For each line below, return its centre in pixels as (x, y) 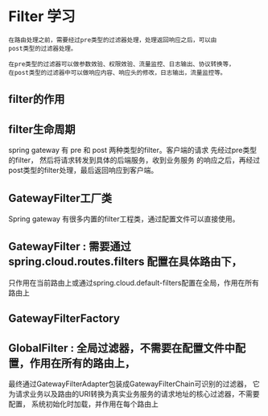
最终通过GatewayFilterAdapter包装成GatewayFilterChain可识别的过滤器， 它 (134, 384)
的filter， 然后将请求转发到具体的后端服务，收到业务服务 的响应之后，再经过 (134, 160)
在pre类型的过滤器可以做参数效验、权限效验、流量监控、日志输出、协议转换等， (122, 64)
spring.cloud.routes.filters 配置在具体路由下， (126, 262)
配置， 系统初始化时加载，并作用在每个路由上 (83, 404)
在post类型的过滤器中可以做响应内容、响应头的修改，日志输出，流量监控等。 (118, 72)
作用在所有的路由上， (82, 363)
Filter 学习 (42, 16)
